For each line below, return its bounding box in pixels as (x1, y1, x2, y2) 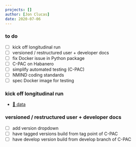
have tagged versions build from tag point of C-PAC (12, 131, 118, 137)
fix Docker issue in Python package (12, 55, 85, 61)
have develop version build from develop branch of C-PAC (12, 136, 132, 142)
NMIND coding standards (12, 72, 64, 78)
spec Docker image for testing (12, 78, 74, 84)
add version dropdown (12, 125, 59, 131)
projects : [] (5, 7, 32, 12)
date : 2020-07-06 (5, 16, 41, 21)
